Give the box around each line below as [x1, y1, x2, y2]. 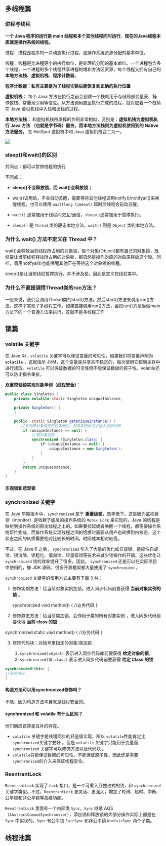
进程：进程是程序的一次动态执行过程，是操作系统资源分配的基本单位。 [5, 49, 148, 55]
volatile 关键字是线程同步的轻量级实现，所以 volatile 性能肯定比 [12, 733, 146, 739]
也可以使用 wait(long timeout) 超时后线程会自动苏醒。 [29, 201, 142, 207]
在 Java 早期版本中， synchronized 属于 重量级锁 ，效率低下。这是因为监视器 [5, 511, 159, 517]
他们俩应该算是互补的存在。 [5, 723, 62, 729]
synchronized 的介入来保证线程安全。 [12, 758, 87, 764]
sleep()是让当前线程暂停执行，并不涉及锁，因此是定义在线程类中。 [5, 271, 141, 277]
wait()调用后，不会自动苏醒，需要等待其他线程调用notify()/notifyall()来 [12, 195, 155, 201]
